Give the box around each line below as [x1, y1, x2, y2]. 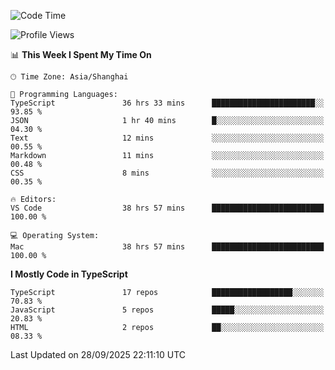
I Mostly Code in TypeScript [10, 268, 128, 280]
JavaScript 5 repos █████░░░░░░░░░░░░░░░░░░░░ [10, 305, 325, 315]
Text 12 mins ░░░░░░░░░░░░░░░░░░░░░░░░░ [10, 133, 325, 143]
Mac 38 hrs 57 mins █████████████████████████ [10, 242, 325, 252]
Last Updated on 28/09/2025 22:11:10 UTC [10, 349, 187, 360]
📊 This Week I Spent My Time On [10, 49, 152, 60]
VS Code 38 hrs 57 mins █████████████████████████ [10, 203, 325, 213]
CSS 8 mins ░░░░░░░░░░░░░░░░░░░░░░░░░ [10, 168, 325, 178]
